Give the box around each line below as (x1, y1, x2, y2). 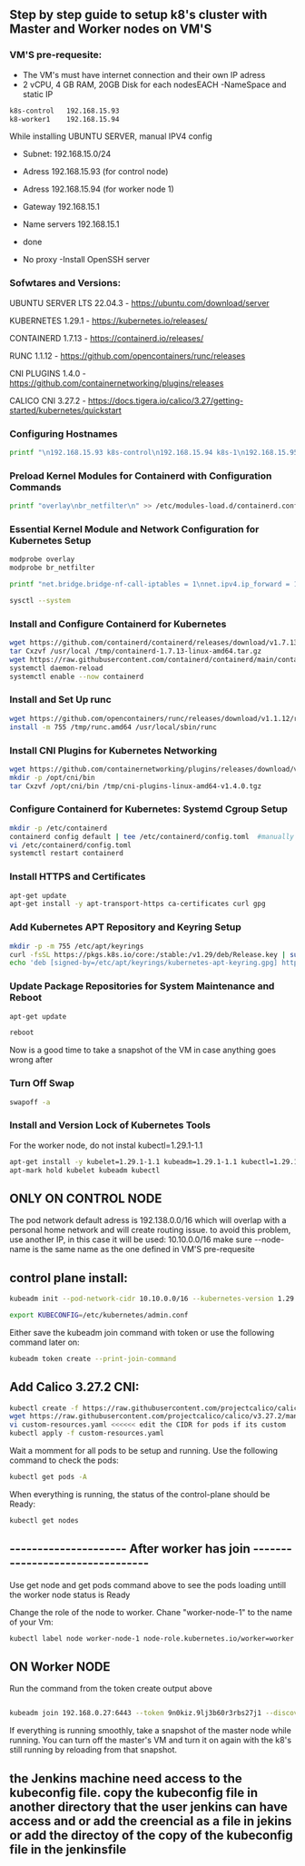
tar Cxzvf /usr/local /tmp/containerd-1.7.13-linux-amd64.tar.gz (9, 647, 261, 657)
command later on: (9, 1337, 80, 1348)
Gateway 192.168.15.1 (22, 202, 100, 212)
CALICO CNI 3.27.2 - (9, 395, 86, 406)
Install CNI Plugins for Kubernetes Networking (9, 744, 218, 756)
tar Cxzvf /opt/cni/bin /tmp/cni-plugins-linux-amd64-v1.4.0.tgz (9, 781, 261, 791)
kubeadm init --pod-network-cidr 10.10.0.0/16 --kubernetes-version (9, 1294, 274, 1304)
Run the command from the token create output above (9, 1683, 213, 1694)
